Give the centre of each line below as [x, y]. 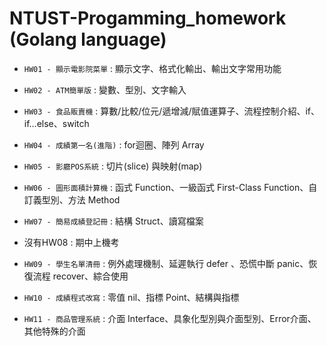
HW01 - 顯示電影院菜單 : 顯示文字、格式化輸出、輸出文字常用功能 [152, 68]
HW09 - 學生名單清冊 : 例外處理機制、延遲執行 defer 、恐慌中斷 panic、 [166, 263]
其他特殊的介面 [54, 331]
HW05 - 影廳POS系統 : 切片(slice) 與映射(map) [113, 166]
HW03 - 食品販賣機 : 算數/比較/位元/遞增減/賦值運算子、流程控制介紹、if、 [172, 111]
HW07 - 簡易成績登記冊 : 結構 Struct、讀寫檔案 [113, 221]
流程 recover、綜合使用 [80, 276]
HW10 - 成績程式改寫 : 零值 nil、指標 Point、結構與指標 [131, 297]
